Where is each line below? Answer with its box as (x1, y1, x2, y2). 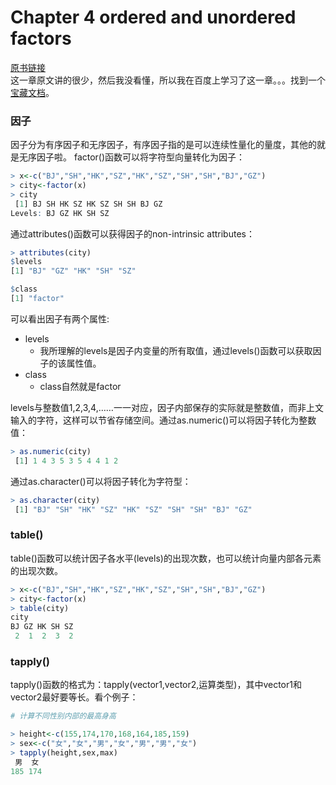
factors (10, 27, 72, 50)
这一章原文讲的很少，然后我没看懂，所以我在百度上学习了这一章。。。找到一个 (10, 74, 326, 86)
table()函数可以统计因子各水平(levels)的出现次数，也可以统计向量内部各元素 (10, 552, 322, 564)
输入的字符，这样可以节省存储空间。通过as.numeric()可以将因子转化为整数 (10, 414, 317, 426)
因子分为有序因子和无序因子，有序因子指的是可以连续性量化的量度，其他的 (10, 139, 317, 151)
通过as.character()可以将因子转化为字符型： (10, 475, 192, 487)
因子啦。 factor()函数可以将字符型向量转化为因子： (36, 151, 246, 163)
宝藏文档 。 (10, 86, 55, 98)
